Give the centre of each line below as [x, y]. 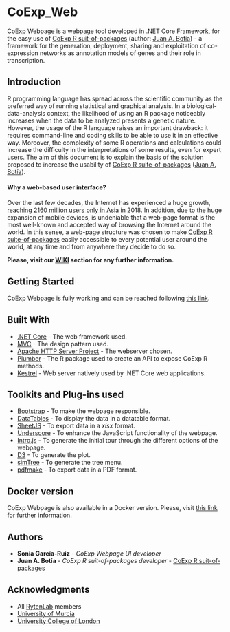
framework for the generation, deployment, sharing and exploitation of [107, 45]
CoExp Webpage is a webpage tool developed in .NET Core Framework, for [114, 31]
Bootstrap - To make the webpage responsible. [83, 411]
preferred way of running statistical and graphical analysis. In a [96, 106]
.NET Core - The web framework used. [72, 336]
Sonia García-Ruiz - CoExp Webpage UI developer [89, 554]
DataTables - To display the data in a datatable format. [94, 419]
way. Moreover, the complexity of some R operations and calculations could [114, 143]
